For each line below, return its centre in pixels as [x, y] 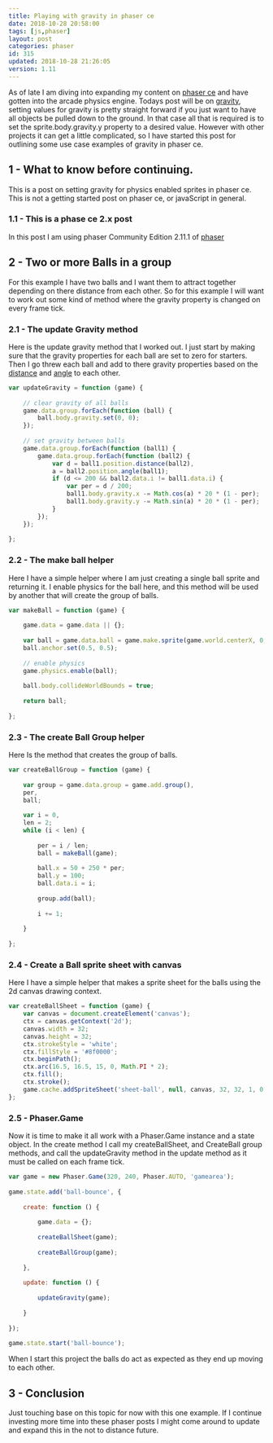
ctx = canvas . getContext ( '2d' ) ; [78, 1022]
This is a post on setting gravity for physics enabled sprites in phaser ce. [130, 189]
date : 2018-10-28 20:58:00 [54, 24]
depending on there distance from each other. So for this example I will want [136, 291]
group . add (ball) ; [67, 898]
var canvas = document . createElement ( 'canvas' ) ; [107, 1014]
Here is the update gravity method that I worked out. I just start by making [132, 346]
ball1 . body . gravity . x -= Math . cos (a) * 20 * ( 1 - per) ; [163, 494]
